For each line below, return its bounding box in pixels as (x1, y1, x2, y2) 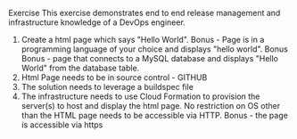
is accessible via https (21, 119, 103, 130)
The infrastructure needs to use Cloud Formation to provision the (21, 91, 260, 102)
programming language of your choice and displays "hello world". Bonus (21, 44, 289, 54)
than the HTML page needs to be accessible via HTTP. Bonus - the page (21, 110, 289, 120)
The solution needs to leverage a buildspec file (21, 82, 194, 92)
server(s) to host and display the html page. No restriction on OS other (21, 101, 281, 110)
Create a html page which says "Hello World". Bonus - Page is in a (21, 35, 265, 45)
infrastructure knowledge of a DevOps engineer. (8, 17, 186, 28)
